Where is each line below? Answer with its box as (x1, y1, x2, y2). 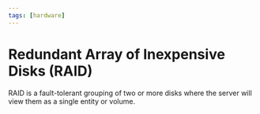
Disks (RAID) (8, 62, 93, 79)
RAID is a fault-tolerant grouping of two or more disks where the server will (8, 88, 253, 97)
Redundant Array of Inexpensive (8, 45, 225, 63)
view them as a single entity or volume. (8, 96, 136, 106)
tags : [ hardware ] (8, 11, 66, 20)
